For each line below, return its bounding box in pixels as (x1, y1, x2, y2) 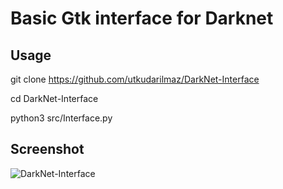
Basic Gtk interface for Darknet (10, 7, 274, 30)
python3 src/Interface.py (10, 112, 113, 124)
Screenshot (10, 141, 85, 158)
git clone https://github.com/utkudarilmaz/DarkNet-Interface (10, 73, 260, 85)
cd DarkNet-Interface (10, 93, 99, 104)
